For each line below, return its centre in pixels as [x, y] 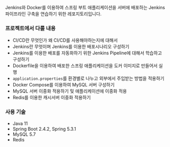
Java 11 [20, 123]
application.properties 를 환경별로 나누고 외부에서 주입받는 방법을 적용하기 [89, 78]
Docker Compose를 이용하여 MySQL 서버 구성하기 [64, 85]
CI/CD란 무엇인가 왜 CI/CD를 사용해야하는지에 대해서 [65, 40]
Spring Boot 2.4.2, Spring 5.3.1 [44, 129]
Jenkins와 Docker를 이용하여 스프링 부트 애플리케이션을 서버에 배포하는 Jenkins [85, 7]
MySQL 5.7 [24, 134]
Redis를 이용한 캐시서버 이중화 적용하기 [52, 98]
